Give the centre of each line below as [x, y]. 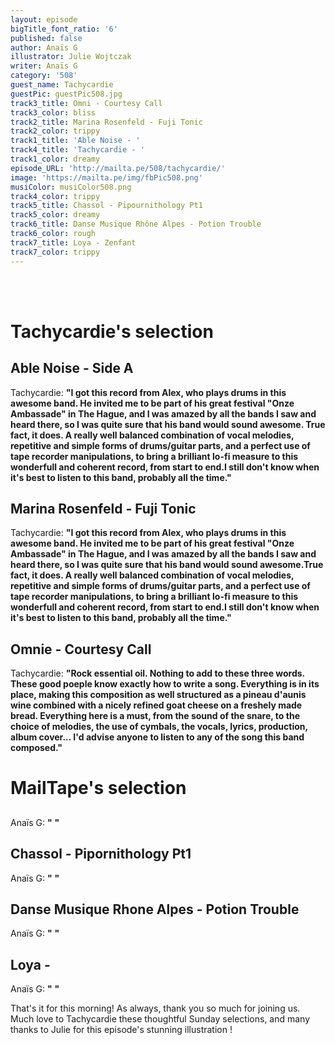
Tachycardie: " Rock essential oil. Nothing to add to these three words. [157, 673]
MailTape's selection [98, 788]
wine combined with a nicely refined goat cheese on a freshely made [156, 705]
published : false [46, 38]
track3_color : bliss [53, 112]
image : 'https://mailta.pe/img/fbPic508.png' [106, 177]
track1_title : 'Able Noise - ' [75, 141]
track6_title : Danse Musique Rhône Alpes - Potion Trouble [136, 224]
